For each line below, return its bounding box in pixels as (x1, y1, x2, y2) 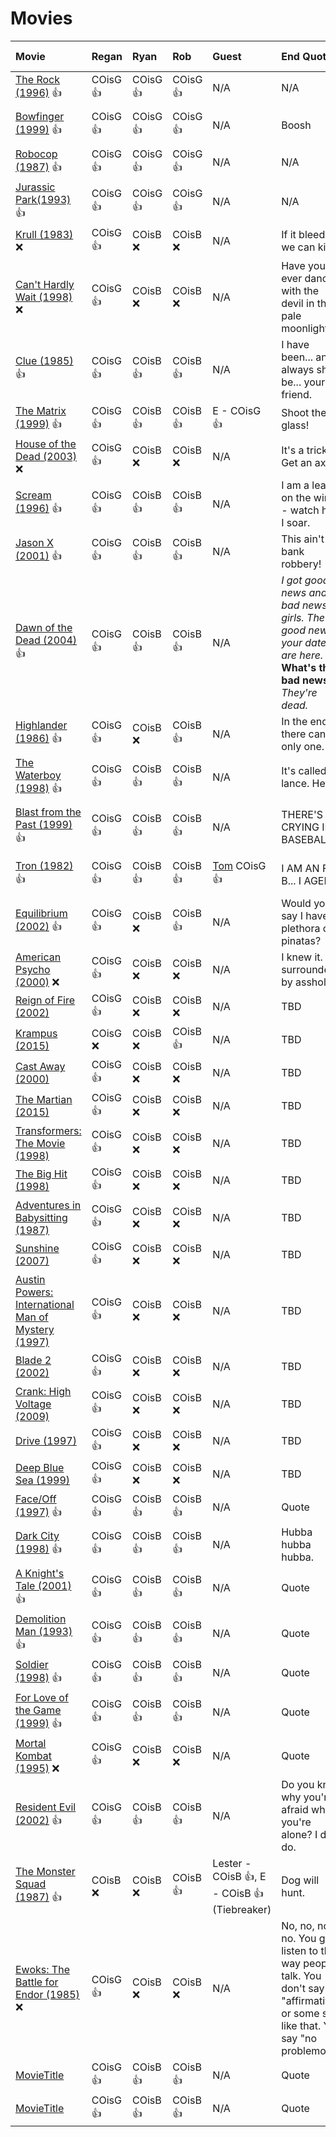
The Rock (15, 72, 60, 86)
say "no (281, 2031, 318, 2045)
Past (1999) (15, 818, 73, 832)
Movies (10, 7, 73, 30)
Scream (15, 488, 52, 502)
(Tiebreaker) (212, 1902, 272, 1916)
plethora (281, 921, 321, 935)
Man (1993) (15, 1624, 73, 1638)
